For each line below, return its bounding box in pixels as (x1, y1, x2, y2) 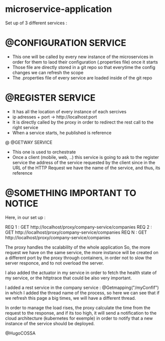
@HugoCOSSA (5, 330, 36, 336)
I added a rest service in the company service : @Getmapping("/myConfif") (5, 284, 159, 290)
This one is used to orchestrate (12, 149, 76, 155)
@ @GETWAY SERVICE (5, 139, 53, 145)
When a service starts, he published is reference (12, 130, 112, 136)
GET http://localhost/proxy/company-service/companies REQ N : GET (5, 229, 147, 235)
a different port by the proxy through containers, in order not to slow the (5, 255, 152, 261)
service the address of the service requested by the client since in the (12, 159, 156, 165)
